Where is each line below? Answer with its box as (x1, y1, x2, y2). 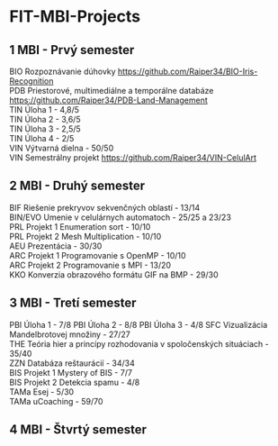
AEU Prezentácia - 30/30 (9, 241, 103, 251)
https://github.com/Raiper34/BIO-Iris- (117, 66, 258, 77)
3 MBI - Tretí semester (9, 296, 137, 311)
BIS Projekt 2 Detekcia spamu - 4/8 (9, 377, 140, 387)
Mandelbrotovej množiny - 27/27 (9, 329, 130, 340)
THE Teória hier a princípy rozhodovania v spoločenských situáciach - (9, 338, 269, 349)
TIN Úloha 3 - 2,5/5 (9, 123, 81, 134)
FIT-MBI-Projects (9, 6, 141, 27)
